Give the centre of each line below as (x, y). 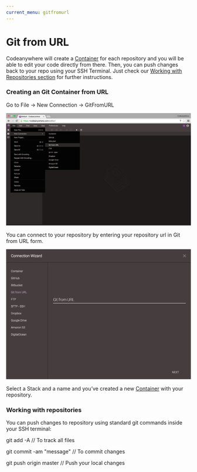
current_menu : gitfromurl (38, 12)
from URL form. (25, 241)
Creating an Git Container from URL (57, 92)
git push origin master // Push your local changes (65, 463)
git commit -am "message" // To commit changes (66, 452)
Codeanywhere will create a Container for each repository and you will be (95, 58)
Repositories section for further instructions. (60, 77)
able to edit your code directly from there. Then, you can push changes (92, 64)
